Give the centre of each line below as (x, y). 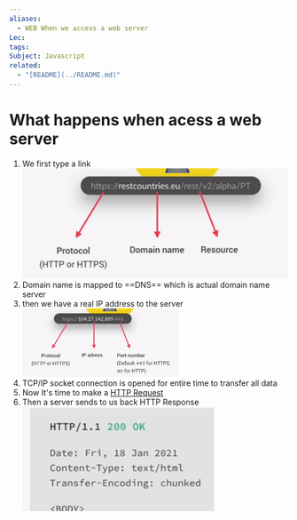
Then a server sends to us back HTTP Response (110, 402)
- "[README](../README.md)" (69, 76)
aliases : (25, 19)
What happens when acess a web (136, 120)
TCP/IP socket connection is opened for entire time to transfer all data (149, 383)
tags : (19, 47)
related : (25, 66)
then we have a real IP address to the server (102, 304)
